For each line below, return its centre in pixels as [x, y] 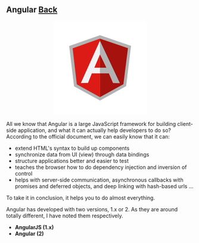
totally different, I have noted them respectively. [65, 216]
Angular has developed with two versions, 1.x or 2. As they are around [92, 209]
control [24, 173]
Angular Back [32, 10]
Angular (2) [29, 233]
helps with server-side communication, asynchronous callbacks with [99, 180]
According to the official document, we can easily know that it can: [88, 136]
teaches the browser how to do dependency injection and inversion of [101, 167]
